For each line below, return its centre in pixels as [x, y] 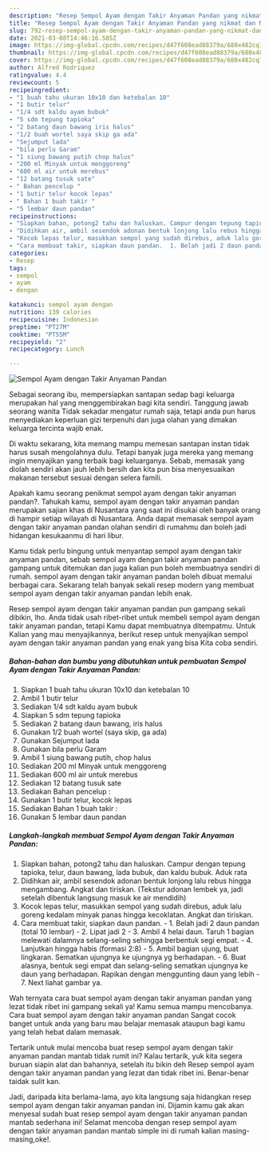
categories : [29, 253]
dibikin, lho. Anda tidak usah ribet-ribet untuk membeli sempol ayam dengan [134, 618]
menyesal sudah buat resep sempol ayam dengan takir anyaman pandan [129, 1114]
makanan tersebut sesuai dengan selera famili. [86, 478]
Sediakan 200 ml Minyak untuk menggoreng [93, 766]
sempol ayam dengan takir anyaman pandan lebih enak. [101, 594]
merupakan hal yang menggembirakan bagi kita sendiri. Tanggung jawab [129, 403]
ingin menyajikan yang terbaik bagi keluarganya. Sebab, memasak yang [127, 461]
